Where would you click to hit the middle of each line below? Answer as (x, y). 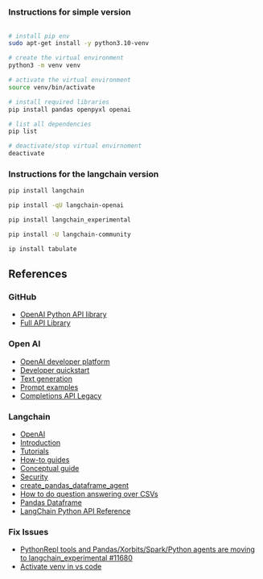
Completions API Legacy (61, 395)
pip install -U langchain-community (70, 234)
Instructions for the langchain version (84, 174)
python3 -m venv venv (45, 66)
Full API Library (45, 323)
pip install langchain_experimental (70, 220)
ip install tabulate (43, 249)
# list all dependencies (50, 124)
